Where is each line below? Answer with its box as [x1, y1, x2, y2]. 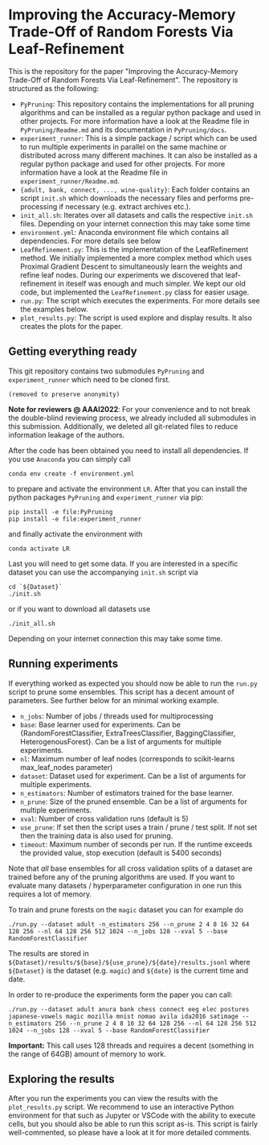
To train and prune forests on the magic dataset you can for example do [8, 904, 243, 914]
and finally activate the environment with [8, 529, 143, 538]
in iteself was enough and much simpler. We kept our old [58, 278, 247, 288]
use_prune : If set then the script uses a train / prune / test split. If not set [19, 822, 258, 832]
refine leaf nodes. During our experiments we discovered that [19, 270, 224, 279]
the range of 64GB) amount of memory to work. [8, 1048, 166, 1059]
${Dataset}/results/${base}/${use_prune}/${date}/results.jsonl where [8, 957, 251, 966]
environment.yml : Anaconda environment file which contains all [19, 227, 229, 237]
